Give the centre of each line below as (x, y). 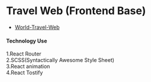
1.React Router (24, 54)
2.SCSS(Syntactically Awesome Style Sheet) (60, 60)
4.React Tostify (25, 73)
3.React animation (28, 67)
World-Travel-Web (37, 27)
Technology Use (27, 41)
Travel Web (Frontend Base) (76, 11)
